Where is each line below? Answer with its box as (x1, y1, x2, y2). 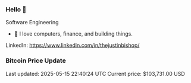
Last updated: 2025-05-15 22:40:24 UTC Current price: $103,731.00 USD (5, 70, 185, 77)
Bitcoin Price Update (5, 56, 66, 65)
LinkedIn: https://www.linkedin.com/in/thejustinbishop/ (5, 41, 140, 49)
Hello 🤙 (5, 5, 27, 14)
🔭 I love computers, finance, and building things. (14, 30, 133, 37)
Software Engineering (5, 19, 59, 26)
